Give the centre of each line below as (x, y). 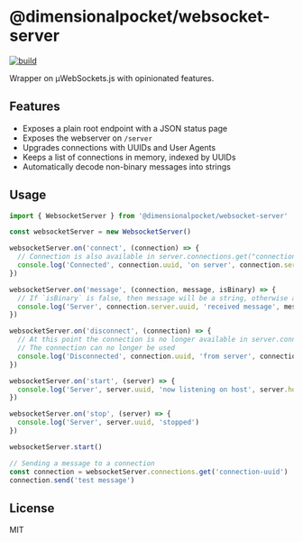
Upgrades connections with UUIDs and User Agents (119, 147)
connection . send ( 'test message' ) (72, 480)
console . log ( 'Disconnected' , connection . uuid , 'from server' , (137, 356)
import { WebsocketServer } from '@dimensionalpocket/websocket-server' (149, 216)
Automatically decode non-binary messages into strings (127, 166)
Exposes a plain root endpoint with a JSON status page (125, 128)
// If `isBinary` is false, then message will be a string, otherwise (153, 298)
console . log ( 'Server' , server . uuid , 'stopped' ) (109, 423)
